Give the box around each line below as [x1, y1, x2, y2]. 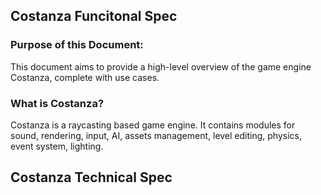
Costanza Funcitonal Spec [10, 8, 178, 25]
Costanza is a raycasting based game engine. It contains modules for [10, 119, 296, 131]
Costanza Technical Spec [10, 169, 173, 186]
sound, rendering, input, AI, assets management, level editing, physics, [10, 129, 302, 141]
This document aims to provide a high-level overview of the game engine [10, 60, 312, 73]
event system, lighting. [10, 140, 104, 152]
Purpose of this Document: [10, 38, 144, 52]
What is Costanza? [10, 96, 105, 110]
